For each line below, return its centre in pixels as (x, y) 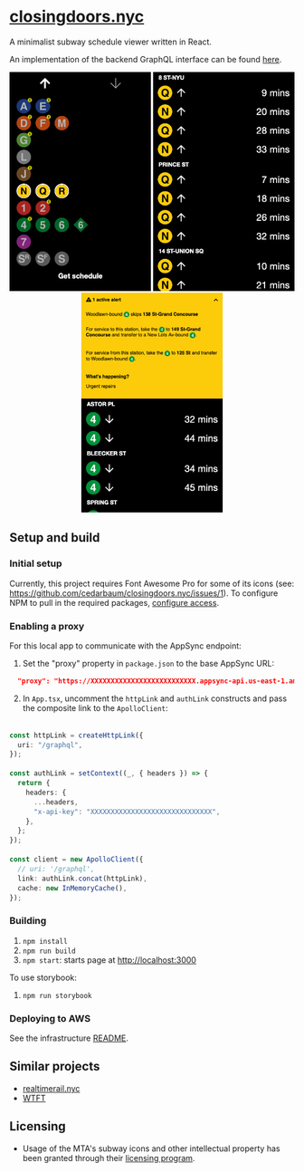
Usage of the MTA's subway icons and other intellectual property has (151, 1148)
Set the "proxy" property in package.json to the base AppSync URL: (148, 663)
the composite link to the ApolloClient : (95, 707)
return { (34, 783)
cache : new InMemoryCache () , (72, 888)
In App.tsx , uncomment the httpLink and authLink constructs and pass (155, 698)
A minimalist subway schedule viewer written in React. (111, 42)
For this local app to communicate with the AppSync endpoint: (125, 646)
